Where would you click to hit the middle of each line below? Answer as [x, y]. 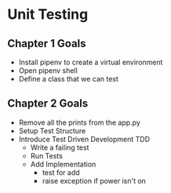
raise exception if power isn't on [94, 180]
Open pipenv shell [48, 71]
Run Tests [47, 155]
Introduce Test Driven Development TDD [84, 139]
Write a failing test [60, 147]
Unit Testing [48, 15]
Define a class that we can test [69, 79]
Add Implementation [63, 164]
